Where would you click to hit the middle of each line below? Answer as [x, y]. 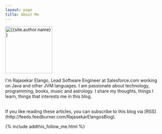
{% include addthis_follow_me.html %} [45, 126]
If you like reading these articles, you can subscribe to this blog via [74, 111]
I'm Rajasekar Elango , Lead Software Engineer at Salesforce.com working [81, 80]
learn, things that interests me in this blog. [49, 96]
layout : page [19, 10]
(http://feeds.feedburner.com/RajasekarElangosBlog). [61, 116]
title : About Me [22, 15]
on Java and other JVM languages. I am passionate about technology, [77, 85]
